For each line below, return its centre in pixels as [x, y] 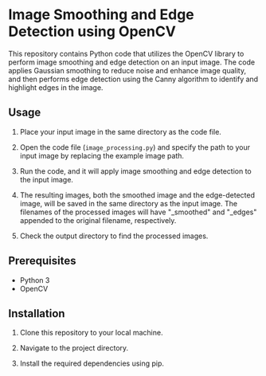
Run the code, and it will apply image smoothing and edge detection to [136, 171]
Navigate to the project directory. [74, 348]
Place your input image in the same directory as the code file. [120, 131]
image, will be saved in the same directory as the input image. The [128, 203]
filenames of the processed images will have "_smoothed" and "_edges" [138, 212]
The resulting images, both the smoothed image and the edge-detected [137, 195]
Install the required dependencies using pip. [92, 363]
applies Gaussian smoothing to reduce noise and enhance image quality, [127, 70]
